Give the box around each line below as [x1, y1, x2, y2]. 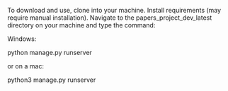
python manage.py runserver [7, 49, 92, 56]
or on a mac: [7, 62, 45, 70]
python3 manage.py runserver [7, 75, 96, 84]
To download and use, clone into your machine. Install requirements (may [7, 6, 222, 14]
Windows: [7, 35, 37, 43]
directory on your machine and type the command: [7, 21, 156, 29]
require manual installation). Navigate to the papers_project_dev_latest [7, 13, 212, 22]
